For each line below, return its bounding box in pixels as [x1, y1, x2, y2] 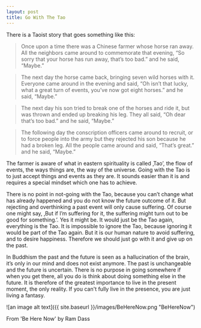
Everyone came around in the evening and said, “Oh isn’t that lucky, [20, 79, 189, 87]
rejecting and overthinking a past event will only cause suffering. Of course [6, 203, 192, 211]
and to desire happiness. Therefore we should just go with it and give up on [6, 235, 193, 243]
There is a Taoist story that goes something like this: [6, 31, 136, 38]
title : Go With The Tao [6, 14, 66, 20]
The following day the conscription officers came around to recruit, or [20, 129, 194, 136]
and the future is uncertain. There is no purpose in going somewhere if [6, 266, 181, 273]
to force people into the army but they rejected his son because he [20, 135, 186, 142]
